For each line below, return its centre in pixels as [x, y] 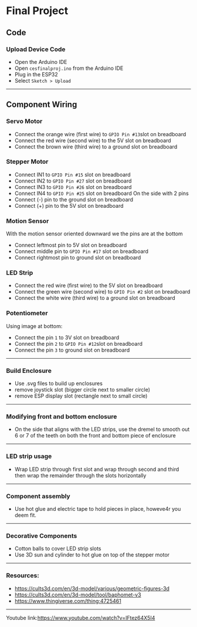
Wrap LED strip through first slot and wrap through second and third [97, 469]
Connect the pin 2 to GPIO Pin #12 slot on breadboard [78, 343]
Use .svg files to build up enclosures [58, 383]
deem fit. [26, 515]
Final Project [37, 11]
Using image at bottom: [34, 326]
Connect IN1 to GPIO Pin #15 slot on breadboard [72, 174]
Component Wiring [42, 105]
